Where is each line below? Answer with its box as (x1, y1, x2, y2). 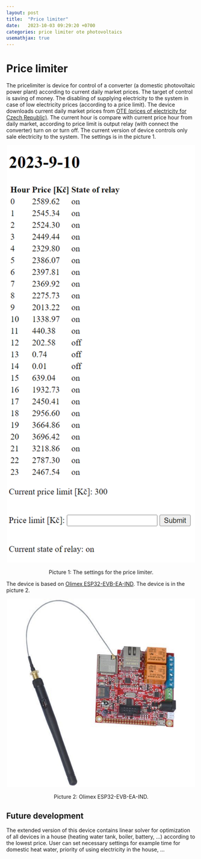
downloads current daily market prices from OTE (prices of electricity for (6, 107, 187, 115)
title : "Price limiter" (6, 16, 69, 22)
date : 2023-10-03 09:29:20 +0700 (6, 22, 96, 28)
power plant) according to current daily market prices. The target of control (6, 88, 193, 96)
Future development (6, 811, 84, 821)
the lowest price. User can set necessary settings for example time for (6, 840, 181, 847)
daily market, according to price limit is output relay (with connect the (6, 121, 179, 128)
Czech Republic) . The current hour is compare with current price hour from (6, 114, 193, 121)
